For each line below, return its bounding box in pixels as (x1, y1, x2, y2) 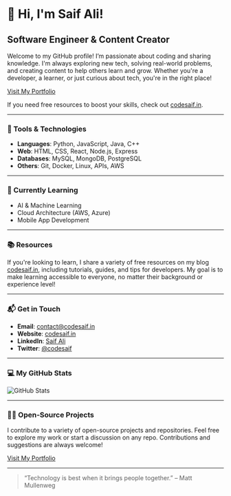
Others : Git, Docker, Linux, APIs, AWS (16, 162, 124, 170)
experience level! (7, 280, 56, 288)
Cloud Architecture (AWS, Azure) (16, 208, 111, 216)
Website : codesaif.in (16, 330, 76, 338)
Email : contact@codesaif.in (16, 322, 95, 331)
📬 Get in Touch (7, 304, 60, 313)
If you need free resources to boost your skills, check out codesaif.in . (7, 101, 203, 109)
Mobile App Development (16, 216, 89, 224)
